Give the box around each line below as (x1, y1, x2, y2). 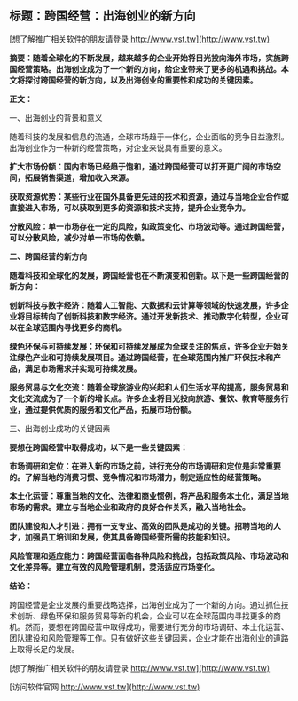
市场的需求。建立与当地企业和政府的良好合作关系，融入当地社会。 (9, 501, 250, 512)
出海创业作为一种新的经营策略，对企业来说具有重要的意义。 (9, 142, 227, 153)
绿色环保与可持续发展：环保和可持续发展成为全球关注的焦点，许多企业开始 (9, 341, 281, 351)
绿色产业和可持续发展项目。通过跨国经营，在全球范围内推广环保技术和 (16, 351, 273, 362)
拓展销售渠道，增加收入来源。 (24, 172, 134, 183)
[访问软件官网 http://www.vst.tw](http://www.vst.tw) (9, 681, 200, 692)
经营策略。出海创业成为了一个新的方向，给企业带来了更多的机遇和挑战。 (16, 63, 281, 74)
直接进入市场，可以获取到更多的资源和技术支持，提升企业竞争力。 (9, 202, 250, 213)
